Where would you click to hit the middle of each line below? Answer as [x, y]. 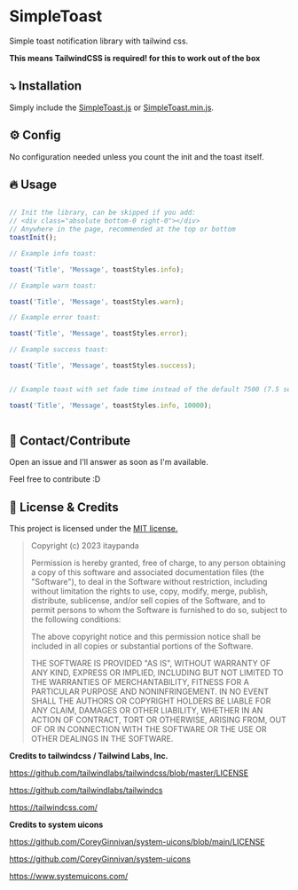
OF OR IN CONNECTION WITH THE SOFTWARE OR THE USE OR [149, 729]
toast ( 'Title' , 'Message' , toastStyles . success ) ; [103, 366]
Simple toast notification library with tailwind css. [99, 41]
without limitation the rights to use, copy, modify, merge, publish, [149, 591]
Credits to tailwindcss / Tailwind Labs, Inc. [89, 756]
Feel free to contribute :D [55, 479]
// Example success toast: [59, 350]
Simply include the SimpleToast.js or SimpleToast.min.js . [112, 107]
